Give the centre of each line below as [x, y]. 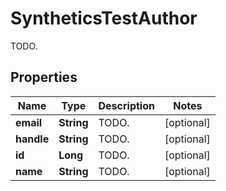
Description [126, 105]
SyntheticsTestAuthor [104, 18]
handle [32, 139]
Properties [44, 77]
